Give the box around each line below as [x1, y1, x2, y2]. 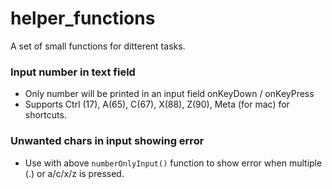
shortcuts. [24, 109, 67, 121]
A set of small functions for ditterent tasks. [10, 40, 186, 52]
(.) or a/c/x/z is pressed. [24, 167, 125, 179]
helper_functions [10, 7, 156, 30]
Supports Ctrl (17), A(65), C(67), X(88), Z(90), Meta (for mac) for [24, 98, 290, 111]
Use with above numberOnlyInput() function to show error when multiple [24, 157, 323, 169]
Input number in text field [10, 65, 136, 79]
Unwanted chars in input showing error [10, 134, 205, 148]
